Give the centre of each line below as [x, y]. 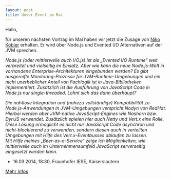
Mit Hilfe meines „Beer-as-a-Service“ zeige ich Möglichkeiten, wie [75, 141]
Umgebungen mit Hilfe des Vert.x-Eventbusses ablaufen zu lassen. [76, 135]
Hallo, [12, 29]
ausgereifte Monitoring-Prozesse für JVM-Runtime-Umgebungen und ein [83, 76]
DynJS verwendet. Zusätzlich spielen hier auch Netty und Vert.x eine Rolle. [85, 119]
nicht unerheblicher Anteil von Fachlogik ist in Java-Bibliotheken [74, 82]
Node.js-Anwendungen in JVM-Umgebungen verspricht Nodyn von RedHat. [86, 108]
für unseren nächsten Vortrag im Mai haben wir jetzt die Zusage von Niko [83, 39]
